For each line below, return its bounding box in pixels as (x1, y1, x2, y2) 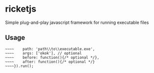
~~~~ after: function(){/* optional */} (5, 59, 95, 64)
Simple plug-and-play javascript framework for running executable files (5, 19, 149, 25)
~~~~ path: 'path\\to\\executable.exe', (5, 46, 95, 52)
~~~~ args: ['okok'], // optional (5, 51, 82, 55)
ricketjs (5, 3, 37, 15)
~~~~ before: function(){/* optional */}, (5, 55, 99, 60)
